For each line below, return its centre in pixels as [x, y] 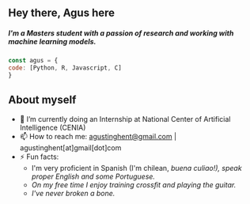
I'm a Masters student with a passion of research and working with [121, 33]
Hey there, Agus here [62, 13]
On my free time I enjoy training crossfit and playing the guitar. [134, 184]
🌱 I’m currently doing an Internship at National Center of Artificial [125, 119]
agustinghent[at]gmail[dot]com [70, 147]
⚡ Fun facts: [39, 157]
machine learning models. [52, 41]
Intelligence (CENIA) [53, 127]
